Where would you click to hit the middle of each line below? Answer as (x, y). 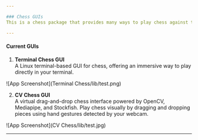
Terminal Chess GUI (39, 59)
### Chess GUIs (25, 17)
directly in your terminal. (44, 72)
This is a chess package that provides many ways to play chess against (97, 22)
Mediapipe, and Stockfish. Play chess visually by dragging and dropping (102, 108)
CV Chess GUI (32, 95)
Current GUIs (23, 46)
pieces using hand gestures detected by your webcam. (81, 113)
